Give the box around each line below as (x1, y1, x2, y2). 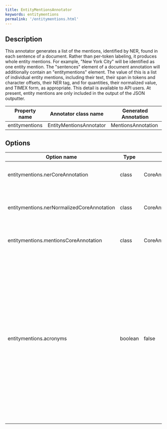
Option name (45, 153, 77, 160)
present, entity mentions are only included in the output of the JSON (5, 90, 145, 96)
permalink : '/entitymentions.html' (5, 16, 79, 21)
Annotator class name (50, 110, 104, 117)
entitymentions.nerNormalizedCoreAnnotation (7, 204, 115, 211)
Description (5, 35, 42, 43)
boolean (120, 335, 139, 342)
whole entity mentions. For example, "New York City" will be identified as (5, 59, 155, 65)
